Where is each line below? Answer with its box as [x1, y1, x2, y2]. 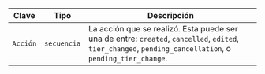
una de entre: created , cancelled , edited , [88, 33, 239, 44]
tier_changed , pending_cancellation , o [88, 43, 231, 54]
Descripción [147, 10, 195, 20]
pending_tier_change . [88, 53, 168, 64]
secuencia [44, 39, 81, 48]
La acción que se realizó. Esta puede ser [88, 24, 238, 34]
